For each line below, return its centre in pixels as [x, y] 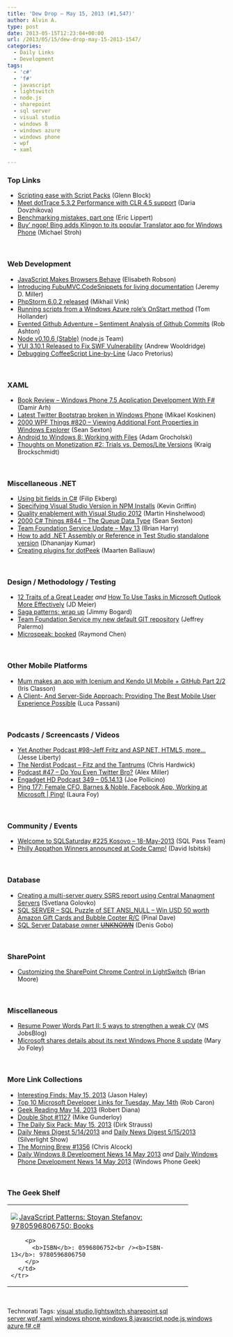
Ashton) [29, 331]
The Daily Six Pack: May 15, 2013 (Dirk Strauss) [85, 1124]
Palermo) [30, 627]
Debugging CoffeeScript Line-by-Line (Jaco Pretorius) [95, 353]
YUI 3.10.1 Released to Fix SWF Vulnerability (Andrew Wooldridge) [111, 346]
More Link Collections [45, 1080]
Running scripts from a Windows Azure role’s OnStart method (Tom [113, 309]
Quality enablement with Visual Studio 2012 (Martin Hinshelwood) [111, 514]
